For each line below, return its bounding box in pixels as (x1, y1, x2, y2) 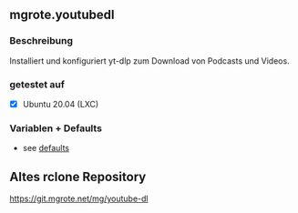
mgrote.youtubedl (9, 7, 116, 23)
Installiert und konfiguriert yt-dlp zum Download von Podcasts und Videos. (9, 55, 290, 66)
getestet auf (9, 77, 66, 90)
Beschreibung (9, 35, 74, 47)
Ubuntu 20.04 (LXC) (22, 98, 99, 109)
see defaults (22, 143, 70, 154)
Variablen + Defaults (9, 122, 103, 135)
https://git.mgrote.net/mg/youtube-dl (9, 193, 149, 204)
